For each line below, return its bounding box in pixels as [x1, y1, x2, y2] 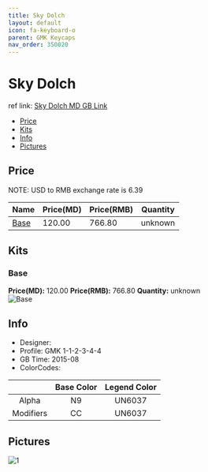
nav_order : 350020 [8, 41, 69, 49]
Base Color [54, 382, 98, 393]
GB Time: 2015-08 [19, 354, 80, 364]
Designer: [19, 338, 52, 347]
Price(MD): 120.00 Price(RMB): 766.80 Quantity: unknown [8, 286, 201, 295]
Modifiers [12, 408, 48, 419]
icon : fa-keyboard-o [8, 26, 76, 34]
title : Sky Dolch [8, 11, 65, 20]
